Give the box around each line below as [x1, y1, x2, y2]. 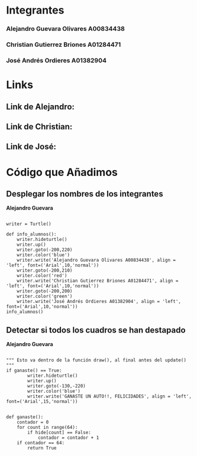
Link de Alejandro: [6, 102, 75, 112]
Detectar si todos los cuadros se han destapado [6, 325, 186, 335]
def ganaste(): [6, 414, 44, 420]
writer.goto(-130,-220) [27, 383, 86, 389]
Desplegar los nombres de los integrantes [6, 188, 164, 198]
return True [27, 445, 57, 451]
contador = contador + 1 [37, 435, 99, 441]
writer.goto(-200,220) [17, 247, 73, 253]
